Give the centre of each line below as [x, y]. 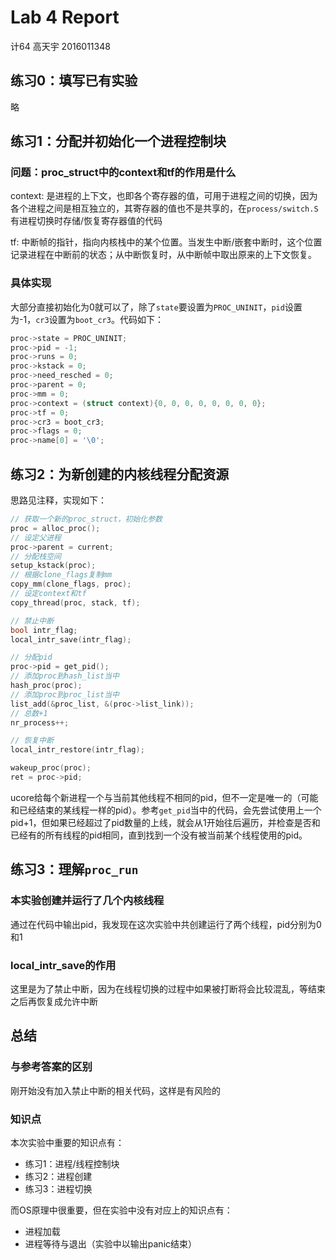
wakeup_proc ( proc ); [51, 768]
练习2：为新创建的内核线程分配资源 [120, 474]
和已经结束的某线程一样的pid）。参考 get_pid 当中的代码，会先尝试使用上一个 [166, 810]
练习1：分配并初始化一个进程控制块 [118, 141]
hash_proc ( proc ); [46, 686]
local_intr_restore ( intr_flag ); [77, 750]
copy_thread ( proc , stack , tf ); [75, 602]
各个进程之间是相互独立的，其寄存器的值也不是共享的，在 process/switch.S [164, 208]
